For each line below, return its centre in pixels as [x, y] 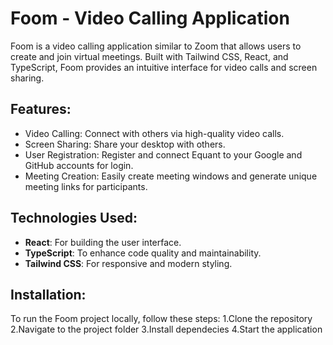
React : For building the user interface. [103, 242]
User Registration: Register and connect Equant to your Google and [163, 154]
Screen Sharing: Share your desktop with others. [125, 144]
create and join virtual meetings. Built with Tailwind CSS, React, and [149, 56]
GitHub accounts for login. [79, 165]
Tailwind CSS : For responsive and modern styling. [128, 263]
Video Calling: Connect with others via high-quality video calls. [154, 133]
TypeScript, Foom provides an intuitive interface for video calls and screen [164, 67]
